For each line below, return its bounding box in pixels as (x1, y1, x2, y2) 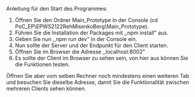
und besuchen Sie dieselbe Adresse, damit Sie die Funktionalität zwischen (6, 79, 190, 86)
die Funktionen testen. (14, 61, 70, 68)
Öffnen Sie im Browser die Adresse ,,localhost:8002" (14, 48, 145, 55)
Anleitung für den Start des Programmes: (6, 5, 108, 12)
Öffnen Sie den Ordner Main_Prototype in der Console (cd (14, 17, 159, 23)
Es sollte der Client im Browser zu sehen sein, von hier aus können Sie (14, 55, 188, 61)
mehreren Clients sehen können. (6, 85, 87, 92)
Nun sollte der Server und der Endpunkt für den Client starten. (14, 42, 169, 49)
